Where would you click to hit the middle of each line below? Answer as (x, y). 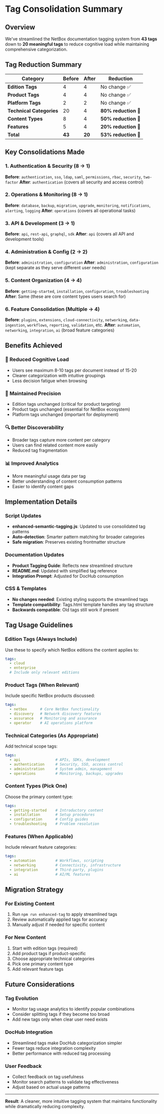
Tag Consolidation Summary (64, 9)
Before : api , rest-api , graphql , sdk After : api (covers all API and (70, 234)
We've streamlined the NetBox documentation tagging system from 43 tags (81, 39)
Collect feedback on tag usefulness (48, 1076)
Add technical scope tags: (31, 746)
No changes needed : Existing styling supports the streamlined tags (80, 599)
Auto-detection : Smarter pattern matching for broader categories (78, 537)
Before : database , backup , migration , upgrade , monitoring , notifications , (78, 205)
